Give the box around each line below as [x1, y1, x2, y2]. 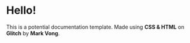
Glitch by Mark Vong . [6, 29, 60, 36]
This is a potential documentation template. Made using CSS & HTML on [6, 23, 185, 30]
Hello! [6, 4, 37, 17]
